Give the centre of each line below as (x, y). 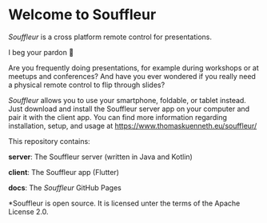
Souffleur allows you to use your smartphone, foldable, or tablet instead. (127, 100)
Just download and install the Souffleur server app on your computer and (129, 109)
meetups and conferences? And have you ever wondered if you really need (132, 76)
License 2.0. (28, 211)
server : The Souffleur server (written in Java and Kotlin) (101, 157)
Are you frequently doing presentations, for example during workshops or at (134, 68)
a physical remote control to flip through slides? (87, 85)
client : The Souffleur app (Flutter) (64, 172)
